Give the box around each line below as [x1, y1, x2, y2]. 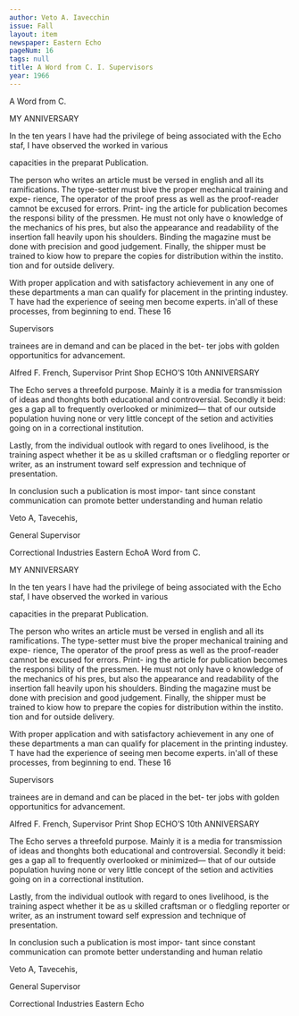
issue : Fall [9, 21, 54, 30]
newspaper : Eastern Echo [9, 38, 102, 47]
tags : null [9, 55, 50, 63]
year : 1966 [9, 71, 50, 80]
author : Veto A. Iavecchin [9, 13, 110, 22]
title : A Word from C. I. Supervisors [9, 63, 154, 72]
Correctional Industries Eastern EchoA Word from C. [9, 547, 201, 558]
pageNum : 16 [9, 46, 54, 55]
